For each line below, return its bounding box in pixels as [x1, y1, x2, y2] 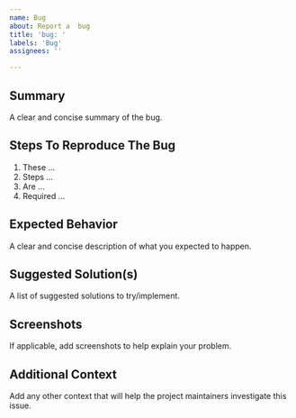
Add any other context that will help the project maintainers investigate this [9, 391, 287, 401]
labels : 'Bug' [9, 38, 63, 48]
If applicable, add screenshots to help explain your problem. [9, 341, 232, 351]
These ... [22, 161, 56, 172]
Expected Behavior [9, 217, 119, 232]
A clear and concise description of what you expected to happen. [9, 241, 252, 251]
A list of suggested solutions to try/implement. [9, 290, 180, 302]
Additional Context [9, 367, 117, 382]
